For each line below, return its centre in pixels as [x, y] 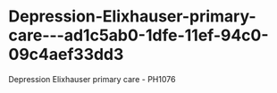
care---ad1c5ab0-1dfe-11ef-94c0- [138, 35]
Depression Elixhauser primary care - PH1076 [92, 79]
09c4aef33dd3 [66, 55]
